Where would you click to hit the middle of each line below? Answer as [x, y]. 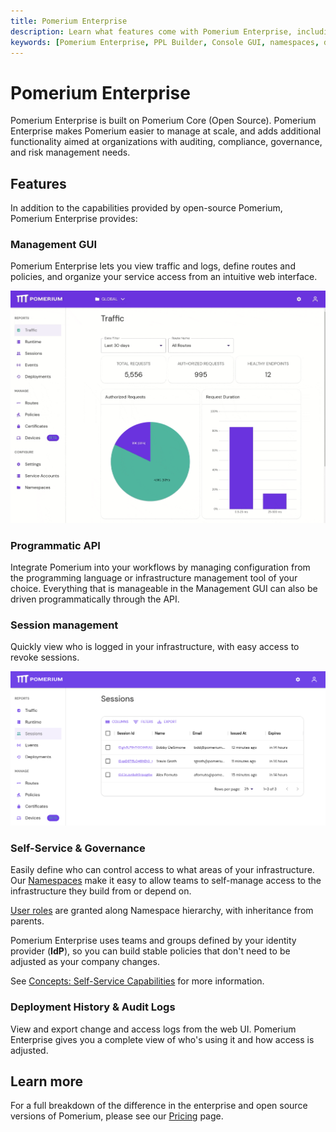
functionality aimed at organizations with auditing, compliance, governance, [166, 142]
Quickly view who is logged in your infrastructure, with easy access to [155, 647]
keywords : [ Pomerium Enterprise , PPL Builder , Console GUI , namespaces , [165, 42]
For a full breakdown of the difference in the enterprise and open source [159, 1106]
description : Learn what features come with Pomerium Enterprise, [151, 31]
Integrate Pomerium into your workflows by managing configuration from [160, 567]
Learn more [47, 1081]
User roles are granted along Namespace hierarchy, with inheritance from [162, 911]
